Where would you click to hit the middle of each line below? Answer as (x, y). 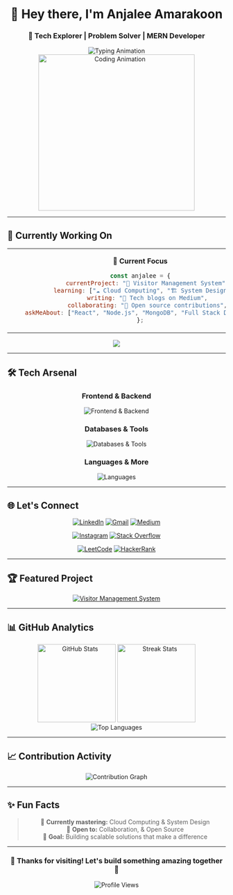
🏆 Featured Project (50, 578)
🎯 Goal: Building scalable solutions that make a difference (125, 837)
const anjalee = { (140, 276)
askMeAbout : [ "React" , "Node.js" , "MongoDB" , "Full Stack (122, 313)
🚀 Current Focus (140, 261)
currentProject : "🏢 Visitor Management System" (146, 283)
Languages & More (116, 462)
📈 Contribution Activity (60, 756)
